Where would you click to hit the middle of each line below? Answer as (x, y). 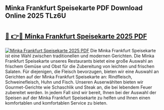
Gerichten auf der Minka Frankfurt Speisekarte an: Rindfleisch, (69, 77)
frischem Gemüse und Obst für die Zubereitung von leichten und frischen (80, 66)
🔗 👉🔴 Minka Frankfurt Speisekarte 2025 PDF (76, 36)
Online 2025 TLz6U (36, 16)
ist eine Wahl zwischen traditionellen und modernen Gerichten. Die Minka (80, 56)
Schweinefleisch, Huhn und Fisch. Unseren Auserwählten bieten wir (74, 82)
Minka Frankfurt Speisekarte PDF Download (74, 8)
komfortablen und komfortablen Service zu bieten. (56, 103)
